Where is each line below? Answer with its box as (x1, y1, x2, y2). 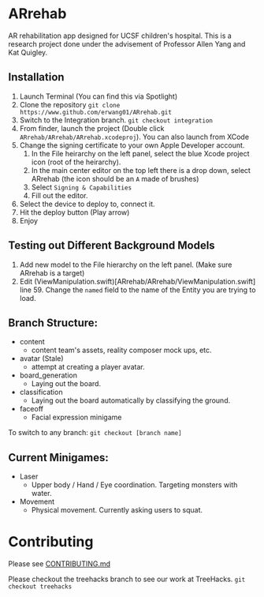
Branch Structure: (8, 316, 99, 329)
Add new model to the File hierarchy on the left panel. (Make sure (19, 260, 232, 269)
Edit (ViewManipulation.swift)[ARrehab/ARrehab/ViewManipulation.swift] (19, 276, 256, 286)
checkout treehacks (8, 583, 73, 591)
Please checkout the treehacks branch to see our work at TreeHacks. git (8, 574, 246, 584)
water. (31, 489, 52, 498)
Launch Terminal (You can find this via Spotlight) (19, 92, 178, 101)
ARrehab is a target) (19, 268, 85, 277)
